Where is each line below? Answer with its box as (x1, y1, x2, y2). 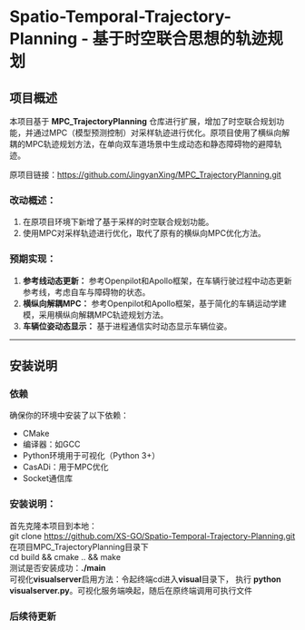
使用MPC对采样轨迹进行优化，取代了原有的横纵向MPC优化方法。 (22, 228, 266, 239)
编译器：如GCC (22, 438, 81, 450)
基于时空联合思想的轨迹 (92, 29, 268, 49)
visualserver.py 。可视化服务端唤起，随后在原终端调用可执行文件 (9, 585, 252, 596)
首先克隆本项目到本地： (9, 520, 97, 531)
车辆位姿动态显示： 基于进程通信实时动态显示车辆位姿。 (22, 320, 232, 331)
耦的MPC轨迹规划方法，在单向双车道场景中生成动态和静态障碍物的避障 (9, 139, 274, 149)
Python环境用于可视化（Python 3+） (22, 450, 161, 461)
